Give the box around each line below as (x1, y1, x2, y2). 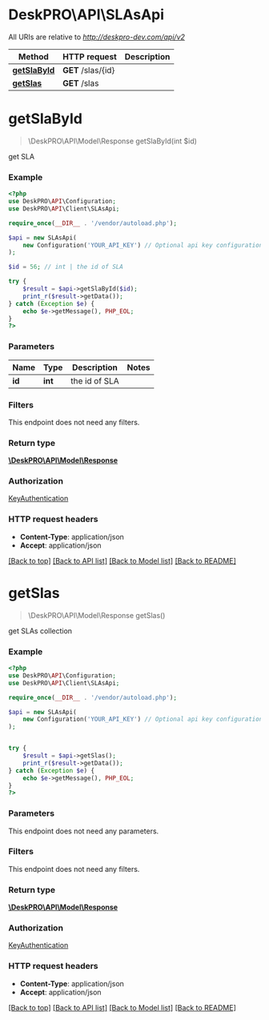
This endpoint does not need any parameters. (8, 826, 159, 836)
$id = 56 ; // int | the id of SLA (8, 263, 124, 271)
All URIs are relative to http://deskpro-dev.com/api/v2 (8, 32, 186, 42)
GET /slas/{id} (62, 64, 115, 75)
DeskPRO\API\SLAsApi (8, 6, 165, 24)
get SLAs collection (8, 626, 73, 636)
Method (18, 50, 50, 62)
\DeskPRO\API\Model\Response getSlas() (27, 610, 166, 620)
